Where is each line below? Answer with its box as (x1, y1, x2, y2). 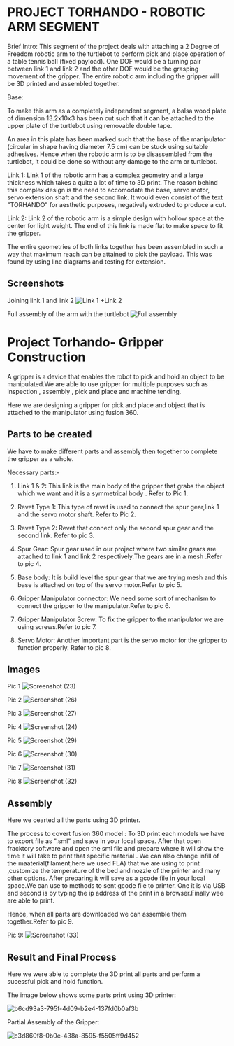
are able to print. (7, 896, 54, 905)
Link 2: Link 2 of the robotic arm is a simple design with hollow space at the (7, 214, 224, 222)
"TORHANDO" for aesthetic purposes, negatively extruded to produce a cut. (7, 200, 227, 209)
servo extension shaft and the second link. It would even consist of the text (7, 193, 224, 202)
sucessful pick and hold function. (7, 977, 103, 985)
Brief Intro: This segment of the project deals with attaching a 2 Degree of (7, 42, 220, 50)
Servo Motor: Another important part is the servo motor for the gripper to (17, 636, 228, 644)
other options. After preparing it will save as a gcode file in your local (7, 874, 205, 882)
